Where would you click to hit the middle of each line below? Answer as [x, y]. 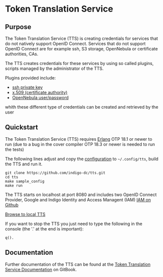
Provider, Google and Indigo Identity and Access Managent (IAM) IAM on [78, 199]
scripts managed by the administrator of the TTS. [54, 68]
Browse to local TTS [25, 214]
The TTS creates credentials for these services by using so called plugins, [80, 63]
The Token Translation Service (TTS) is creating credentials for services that [81, 38]
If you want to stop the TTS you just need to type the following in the [74, 224]
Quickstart [22, 127]
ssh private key [27, 87]
